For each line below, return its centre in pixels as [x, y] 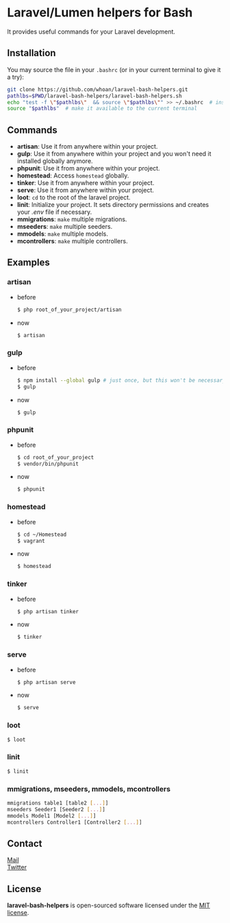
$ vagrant [31, 541]
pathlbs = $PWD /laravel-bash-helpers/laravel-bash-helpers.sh [95, 96]
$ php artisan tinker [48, 611]
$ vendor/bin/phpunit [48, 464]
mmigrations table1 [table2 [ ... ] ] [58, 803]
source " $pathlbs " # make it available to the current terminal [102, 109]
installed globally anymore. [55, 161]
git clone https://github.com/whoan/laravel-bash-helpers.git [98, 89]
